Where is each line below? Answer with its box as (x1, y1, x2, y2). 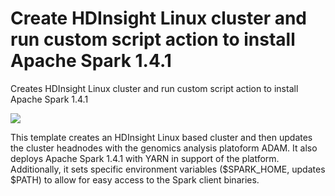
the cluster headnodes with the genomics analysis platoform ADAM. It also (10, 142, 318, 154)
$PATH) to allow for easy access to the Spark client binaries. (10, 173, 260, 186)
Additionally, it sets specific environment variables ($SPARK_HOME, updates (10, 163, 326, 175)
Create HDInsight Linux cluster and (10, 7, 308, 30)
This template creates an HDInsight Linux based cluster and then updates (10, 131, 313, 143)
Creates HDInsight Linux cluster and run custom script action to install (10, 82, 299, 94)
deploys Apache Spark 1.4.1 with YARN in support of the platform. (10, 152, 280, 164)
